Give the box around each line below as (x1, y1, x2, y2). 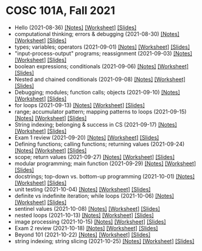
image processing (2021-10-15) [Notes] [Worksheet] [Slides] (14, 217, 166, 225)
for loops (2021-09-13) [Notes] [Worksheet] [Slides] (14, 101, 145, 108)
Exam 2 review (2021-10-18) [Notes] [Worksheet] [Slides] (14, 224, 158, 232)
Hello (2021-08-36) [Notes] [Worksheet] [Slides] (14, 24, 137, 31)
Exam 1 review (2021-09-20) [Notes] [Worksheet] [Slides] (14, 133, 159, 141)
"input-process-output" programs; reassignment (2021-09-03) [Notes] (14, 49, 192, 57)
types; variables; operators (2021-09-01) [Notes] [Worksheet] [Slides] (14, 43, 190, 51)
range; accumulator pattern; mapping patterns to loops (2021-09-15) (14, 108, 187, 115)
